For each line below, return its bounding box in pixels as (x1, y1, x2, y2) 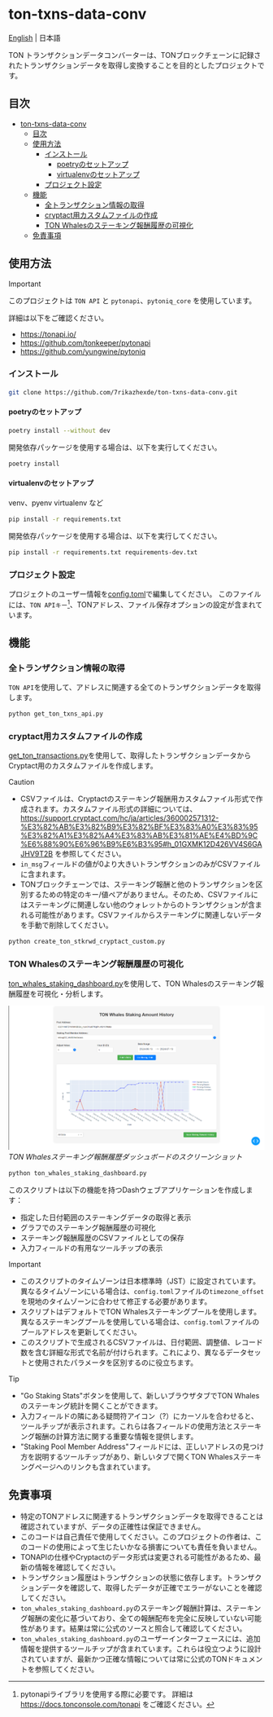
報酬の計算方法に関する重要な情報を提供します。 (34, 1431, 198, 1441)
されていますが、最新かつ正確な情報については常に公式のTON (19, 1653, 227, 1663)
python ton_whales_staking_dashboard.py (8, 1169, 148, 1178)
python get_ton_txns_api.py (8, 710, 104, 718)
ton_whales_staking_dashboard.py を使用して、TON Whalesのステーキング (8, 979, 258, 988)
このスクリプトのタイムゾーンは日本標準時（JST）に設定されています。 (19, 1276, 260, 1286)
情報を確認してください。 (34, 1562, 120, 1572)
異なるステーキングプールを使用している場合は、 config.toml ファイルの (19, 1317, 260, 1327)
